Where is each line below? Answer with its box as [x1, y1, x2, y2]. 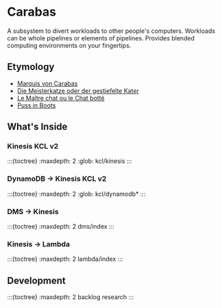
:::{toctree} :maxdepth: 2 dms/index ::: [7, 222, 114, 231]
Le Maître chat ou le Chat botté [16, 94, 105, 102]
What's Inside [7, 121, 68, 133]
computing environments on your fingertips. [7, 41, 132, 49]
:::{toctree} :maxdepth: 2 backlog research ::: [7, 293, 134, 301]
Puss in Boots [16, 101, 56, 110]
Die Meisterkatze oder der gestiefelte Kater [16, 86, 139, 94]
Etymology [7, 61, 55, 73]
